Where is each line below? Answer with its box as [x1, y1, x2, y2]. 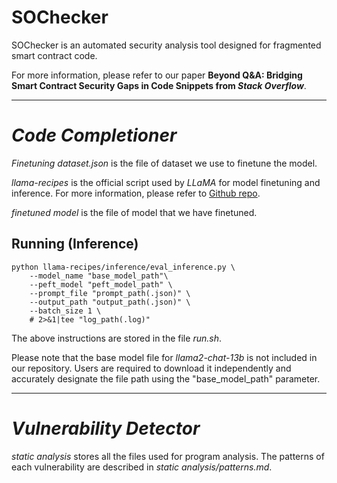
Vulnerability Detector [11, 417, 201, 440]
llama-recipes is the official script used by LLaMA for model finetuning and [11, 176, 321, 188]
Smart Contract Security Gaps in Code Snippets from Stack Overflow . [11, 79, 307, 91]
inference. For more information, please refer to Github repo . [11, 187, 261, 199]
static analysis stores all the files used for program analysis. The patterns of [11, 450, 325, 462]
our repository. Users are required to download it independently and [11, 362, 292, 374]
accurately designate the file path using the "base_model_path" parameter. [11, 372, 321, 385]
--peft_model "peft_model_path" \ [29, 279, 173, 290]
